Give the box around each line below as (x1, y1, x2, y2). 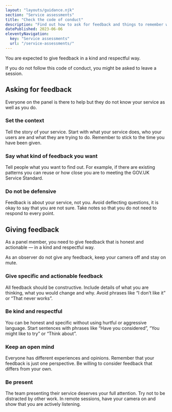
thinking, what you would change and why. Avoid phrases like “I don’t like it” (5, 289, 166, 296)
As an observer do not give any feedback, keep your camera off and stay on (5, 254, 166, 261)
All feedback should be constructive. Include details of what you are (5, 284, 149, 290)
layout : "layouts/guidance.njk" (5, 7, 74, 13)
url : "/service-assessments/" (10, 41, 74, 46)
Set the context (5, 117, 45, 124)
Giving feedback (5, 225, 59, 234)
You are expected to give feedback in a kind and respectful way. (5, 55, 141, 61)
